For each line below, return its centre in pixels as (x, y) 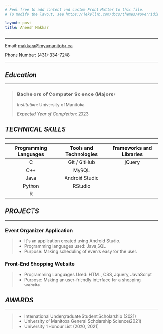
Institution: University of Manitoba (51, 105)
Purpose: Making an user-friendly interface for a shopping (82, 280)
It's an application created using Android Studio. (72, 241)
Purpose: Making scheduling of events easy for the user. (81, 251)
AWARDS (19, 300)
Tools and (82, 148)
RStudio (81, 186)
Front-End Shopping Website (40, 264)
